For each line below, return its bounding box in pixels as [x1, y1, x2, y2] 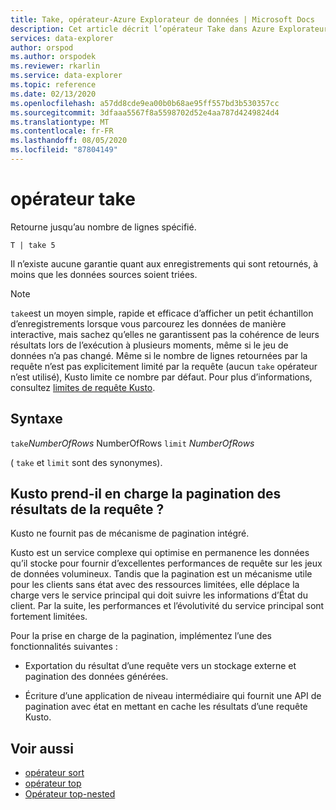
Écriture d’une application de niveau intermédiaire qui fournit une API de [24, 690, 322, 702]
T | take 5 [10, 240, 56, 250]
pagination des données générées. [24, 671, 169, 683]
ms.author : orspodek [10, 52, 97, 62]
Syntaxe [10, 411, 63, 428]
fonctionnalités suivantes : [10, 641, 118, 653]
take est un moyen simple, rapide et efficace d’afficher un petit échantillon [10, 307, 314, 319]
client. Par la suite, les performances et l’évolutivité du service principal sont [10, 600, 325, 612]
